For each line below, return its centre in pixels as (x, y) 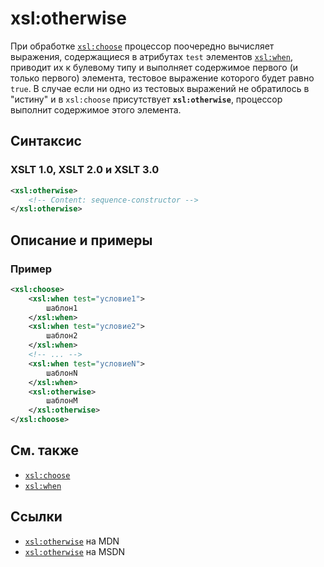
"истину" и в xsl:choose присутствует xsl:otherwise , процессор (146, 99)
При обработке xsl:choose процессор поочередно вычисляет (142, 46)
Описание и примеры (81, 240)
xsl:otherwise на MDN (72, 541)
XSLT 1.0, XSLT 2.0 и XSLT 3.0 (85, 170)
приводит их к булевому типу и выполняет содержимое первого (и (154, 67)
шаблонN (62, 373)
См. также (45, 450)
